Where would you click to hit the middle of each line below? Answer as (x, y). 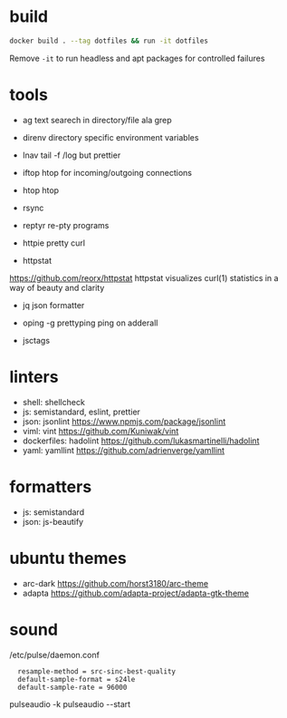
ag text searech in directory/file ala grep (97, 120)
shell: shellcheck (54, 402)
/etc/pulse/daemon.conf (54, 655)
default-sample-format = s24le (77, 679)
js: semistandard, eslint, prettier (81, 412)
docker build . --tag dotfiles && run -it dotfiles (109, 41)
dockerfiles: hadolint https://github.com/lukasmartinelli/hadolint (141, 441)
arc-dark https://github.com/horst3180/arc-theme (115, 583)
